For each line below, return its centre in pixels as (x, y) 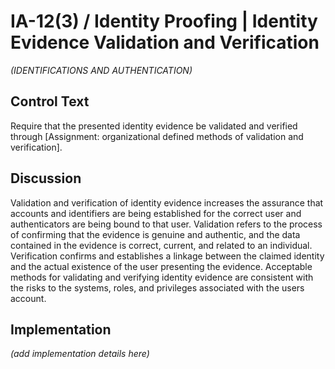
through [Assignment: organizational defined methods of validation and (157, 136)
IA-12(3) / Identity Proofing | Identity (164, 21)
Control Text (50, 101)
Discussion (46, 178)
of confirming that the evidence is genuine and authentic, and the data (155, 234)
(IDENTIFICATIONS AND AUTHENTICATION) (101, 70)
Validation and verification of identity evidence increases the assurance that (167, 202)
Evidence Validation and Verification (165, 42)
